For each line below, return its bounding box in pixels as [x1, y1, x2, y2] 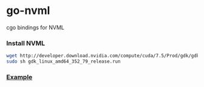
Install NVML [6, 39, 46, 47]
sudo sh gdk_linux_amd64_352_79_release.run [6, 58, 121, 64]
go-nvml [6, 4, 50, 18]
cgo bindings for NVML [6, 24, 65, 31]
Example [6, 72, 33, 81]
